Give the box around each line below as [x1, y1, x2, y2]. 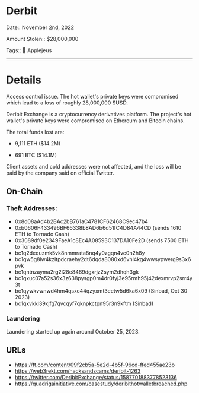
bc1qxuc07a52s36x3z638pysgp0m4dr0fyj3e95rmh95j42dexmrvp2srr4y [14, 274, 192, 281]
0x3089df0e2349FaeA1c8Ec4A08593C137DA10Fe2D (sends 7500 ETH [14, 236, 189, 244]
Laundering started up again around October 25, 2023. [6, 328, 140, 335]
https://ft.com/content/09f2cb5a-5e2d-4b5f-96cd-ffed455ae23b [14, 361, 175, 368]
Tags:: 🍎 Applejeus [6, 46, 52, 54]
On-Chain [6, 186, 43, 196]
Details [6, 73, 41, 87]
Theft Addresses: [6, 204, 57, 213]
